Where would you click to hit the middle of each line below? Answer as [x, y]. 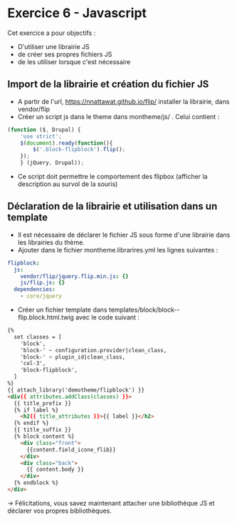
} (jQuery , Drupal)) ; [52, 163]
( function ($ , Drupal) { [44, 130]
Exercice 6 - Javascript [77, 13]
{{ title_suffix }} [43, 430]
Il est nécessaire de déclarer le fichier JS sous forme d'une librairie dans [124, 235]
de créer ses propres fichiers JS [65, 54]
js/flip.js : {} [43, 283]
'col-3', [33, 364]
